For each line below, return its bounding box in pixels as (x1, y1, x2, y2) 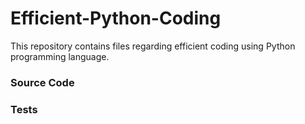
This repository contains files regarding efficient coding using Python (10, 40, 296, 52)
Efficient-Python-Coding (10, 7, 222, 30)
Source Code (10, 75, 75, 89)
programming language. (10, 50, 110, 62)
